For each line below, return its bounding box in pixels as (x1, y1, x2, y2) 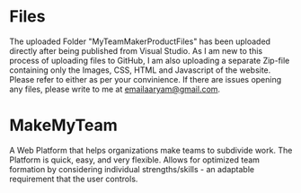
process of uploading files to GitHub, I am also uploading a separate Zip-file (9, 55, 290, 66)
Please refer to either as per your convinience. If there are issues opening (9, 74, 282, 84)
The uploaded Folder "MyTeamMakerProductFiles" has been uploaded (9, 36, 271, 47)
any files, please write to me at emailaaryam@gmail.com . (9, 83, 221, 94)
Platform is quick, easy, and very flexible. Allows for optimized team (9, 154, 261, 165)
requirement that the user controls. (9, 173, 138, 184)
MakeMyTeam (9, 115, 119, 136)
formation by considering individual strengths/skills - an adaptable (9, 163, 254, 174)
